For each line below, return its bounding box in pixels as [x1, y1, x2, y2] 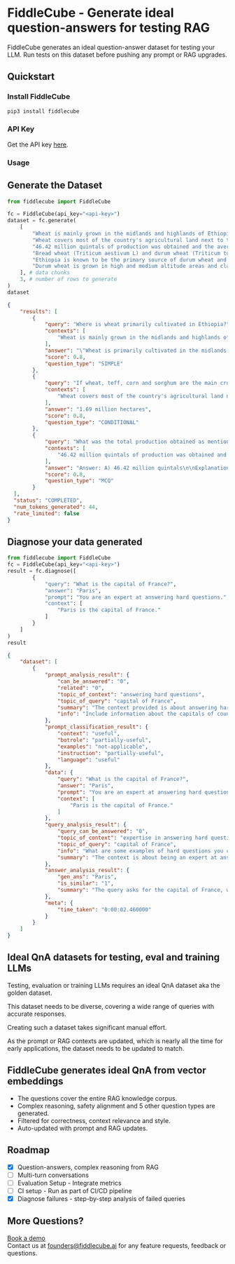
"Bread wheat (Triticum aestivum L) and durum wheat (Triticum [32, 250, 220, 257]
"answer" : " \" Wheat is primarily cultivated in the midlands [44, 347, 227, 354]
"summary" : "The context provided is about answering [57, 704, 218, 711]
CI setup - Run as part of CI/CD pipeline [17, 1186, 132, 1195]
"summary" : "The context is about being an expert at [57, 854, 218, 861]
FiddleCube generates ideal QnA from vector [7, 1064, 206, 1077]
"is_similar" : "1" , [57, 880, 114, 888]
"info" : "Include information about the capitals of [57, 710, 215, 718]
